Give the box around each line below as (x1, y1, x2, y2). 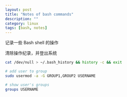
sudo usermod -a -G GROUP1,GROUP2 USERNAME (5, 73, 96, 78)
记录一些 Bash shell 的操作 (5, 40, 59, 46)
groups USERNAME (5, 87, 38, 92)
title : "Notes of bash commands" (5, 12, 74, 17)
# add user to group (5, 69, 48, 74)
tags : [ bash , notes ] (5, 26, 48, 31)
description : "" (5, 16, 38, 21)
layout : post (5, 7, 32, 12)
